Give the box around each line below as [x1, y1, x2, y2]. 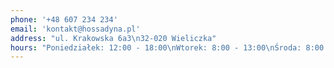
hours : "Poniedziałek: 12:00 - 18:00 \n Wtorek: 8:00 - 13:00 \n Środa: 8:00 [10, 42, 325, 53]
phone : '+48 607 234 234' [10, 14, 118, 25]
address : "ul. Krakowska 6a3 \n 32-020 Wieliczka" [10, 33, 217, 43]
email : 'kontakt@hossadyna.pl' [10, 24, 141, 34]
